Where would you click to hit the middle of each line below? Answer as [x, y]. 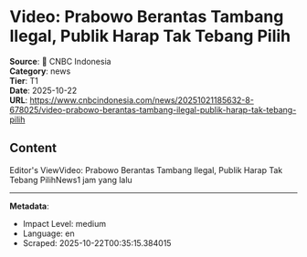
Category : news [40, 71]
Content [33, 148]
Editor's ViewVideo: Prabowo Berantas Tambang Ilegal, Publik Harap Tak [146, 170]
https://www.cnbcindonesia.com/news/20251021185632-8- [142, 100]
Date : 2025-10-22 [43, 90]
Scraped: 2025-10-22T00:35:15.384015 [97, 242]
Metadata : [30, 206]
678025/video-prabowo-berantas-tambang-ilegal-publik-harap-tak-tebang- [153, 109]
